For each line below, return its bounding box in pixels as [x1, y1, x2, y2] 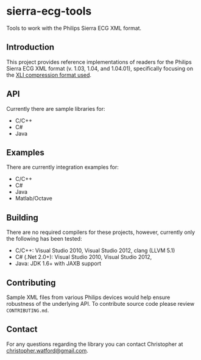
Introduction [6, 42, 55, 52]
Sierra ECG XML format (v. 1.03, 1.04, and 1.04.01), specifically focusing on [6, 65, 194, 72]
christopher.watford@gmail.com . [6, 347, 88, 354]
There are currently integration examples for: [6, 163, 119, 171]
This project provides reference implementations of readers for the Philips [6, 58, 192, 65]
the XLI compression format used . [6, 71, 92, 79]
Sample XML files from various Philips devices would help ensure [6, 294, 171, 301]
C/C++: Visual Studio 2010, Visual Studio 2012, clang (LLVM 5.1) [15, 247, 175, 254]
